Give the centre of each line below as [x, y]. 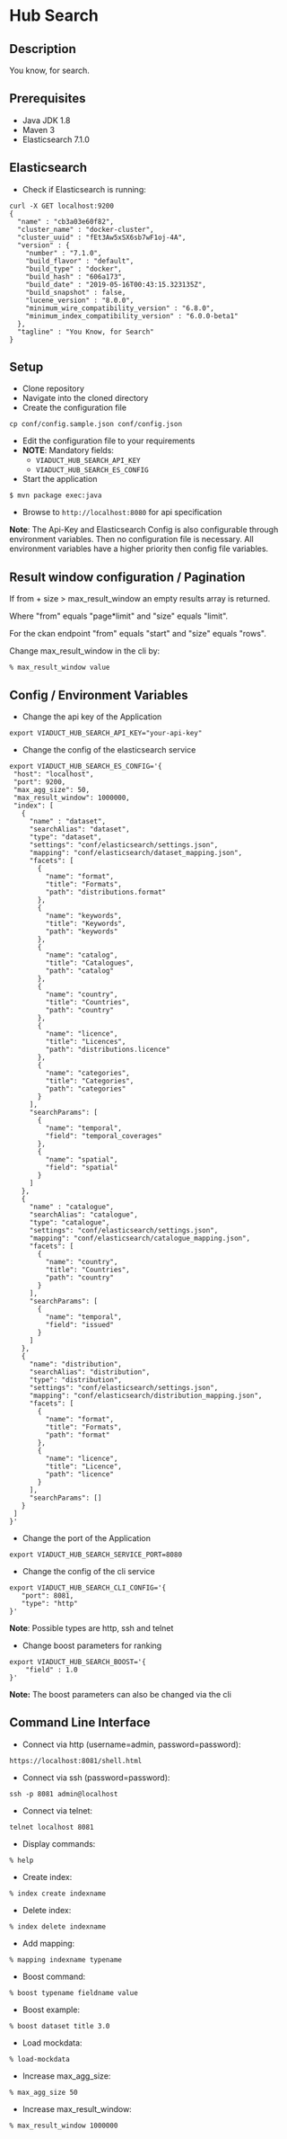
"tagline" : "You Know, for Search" [86, 332]
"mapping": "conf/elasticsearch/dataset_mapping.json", [136, 853]
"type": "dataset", [65, 837]
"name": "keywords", [84, 916]
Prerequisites [48, 98]
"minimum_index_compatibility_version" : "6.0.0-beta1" [132, 316]
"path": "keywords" [82, 931]
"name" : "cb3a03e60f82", [66, 221]
